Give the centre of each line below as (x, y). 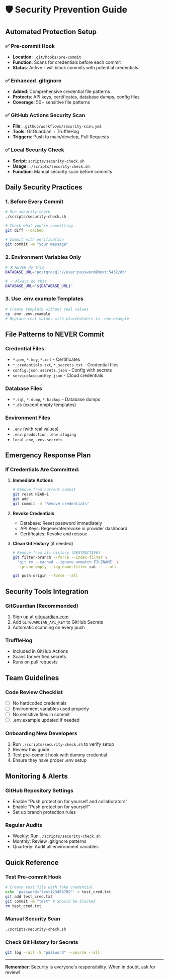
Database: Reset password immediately (61, 523)
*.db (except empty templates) (44, 405)
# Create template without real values (47, 309)
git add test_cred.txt (29, 897)
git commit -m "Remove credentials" (51, 504)
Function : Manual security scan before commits (62, 171)
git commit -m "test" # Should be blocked (50, 901)
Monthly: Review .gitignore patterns (49, 841)
